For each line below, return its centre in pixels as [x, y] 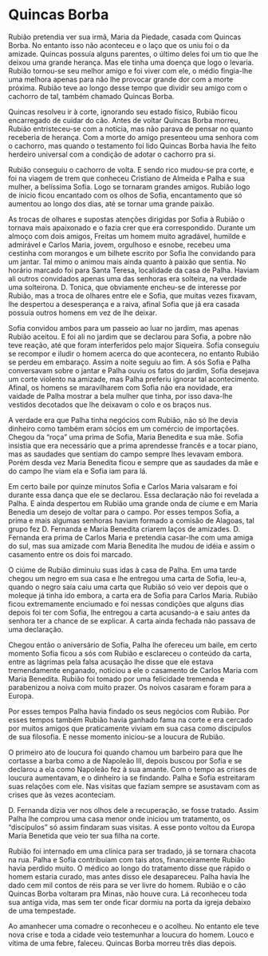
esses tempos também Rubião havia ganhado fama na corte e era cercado [131, 719]
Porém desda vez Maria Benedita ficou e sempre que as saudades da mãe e [134, 462]
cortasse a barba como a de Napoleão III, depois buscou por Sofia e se [125, 760]
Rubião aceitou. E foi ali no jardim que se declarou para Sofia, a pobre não [130, 337]
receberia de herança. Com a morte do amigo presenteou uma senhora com [134, 137]
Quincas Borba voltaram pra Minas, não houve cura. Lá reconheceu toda [128, 894]
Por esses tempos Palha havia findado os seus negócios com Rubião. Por [129, 711]
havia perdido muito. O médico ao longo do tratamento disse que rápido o [130, 868]
